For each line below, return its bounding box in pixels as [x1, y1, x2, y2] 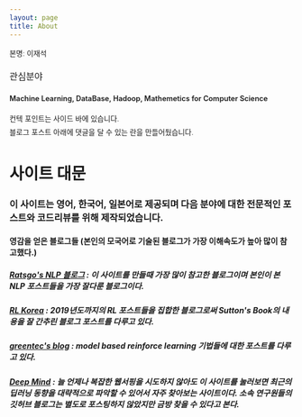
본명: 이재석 [9, 49, 48, 59]
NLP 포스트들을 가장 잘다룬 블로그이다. [9, 280, 144, 291]
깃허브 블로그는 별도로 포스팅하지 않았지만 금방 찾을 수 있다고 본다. [9, 398, 241, 410]
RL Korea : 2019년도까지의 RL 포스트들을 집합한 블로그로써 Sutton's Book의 [9, 304, 280, 315]
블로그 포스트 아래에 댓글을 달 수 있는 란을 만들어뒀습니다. [9, 128, 194, 138]
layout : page [9, 13, 59, 23]
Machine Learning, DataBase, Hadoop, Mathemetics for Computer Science [9, 94, 269, 104]
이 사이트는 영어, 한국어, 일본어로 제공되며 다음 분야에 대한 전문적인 [9, 198, 281, 211]
